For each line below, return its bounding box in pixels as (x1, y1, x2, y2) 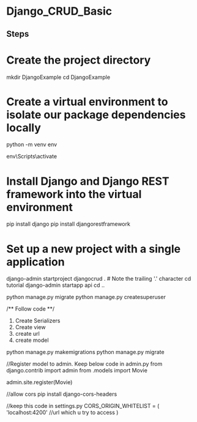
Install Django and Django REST (6, 174, 169, 188)
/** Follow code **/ (6, 305, 55, 313)
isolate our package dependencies (6, 108, 186, 122)
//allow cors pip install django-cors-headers (6, 390, 117, 398)
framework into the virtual (6, 187, 142, 201)
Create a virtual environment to (6, 95, 168, 108)
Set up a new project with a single (6, 242, 181, 256)
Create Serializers (15, 317, 61, 325)
